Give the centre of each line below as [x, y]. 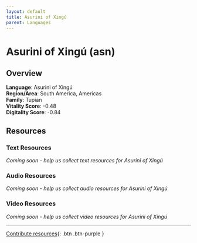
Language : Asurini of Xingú [39, 87]
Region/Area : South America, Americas [54, 94]
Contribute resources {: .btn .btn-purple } [55, 234]
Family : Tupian [24, 100]
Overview [24, 73]
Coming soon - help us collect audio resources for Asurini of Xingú [87, 188]
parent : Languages [28, 22]
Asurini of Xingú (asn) [61, 51]
